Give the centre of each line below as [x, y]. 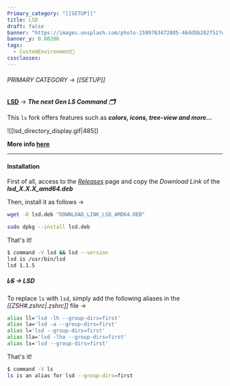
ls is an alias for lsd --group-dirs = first [70, 375]
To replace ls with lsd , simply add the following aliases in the [93, 298]
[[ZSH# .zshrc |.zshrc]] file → [47, 305]
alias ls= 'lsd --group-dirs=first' [58, 343]
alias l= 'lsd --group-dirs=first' [56, 331]
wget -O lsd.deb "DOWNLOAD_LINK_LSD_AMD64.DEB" [76, 215]
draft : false [26, 26]
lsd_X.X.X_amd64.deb [40, 189]
